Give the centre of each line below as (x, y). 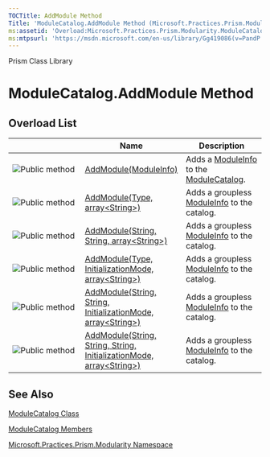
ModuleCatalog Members (50, 429)
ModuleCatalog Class (44, 414)
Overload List (43, 123)
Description (222, 146)
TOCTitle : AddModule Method (55, 16)
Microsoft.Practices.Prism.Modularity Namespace (91, 445)
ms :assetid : (28, 31)
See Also (31, 394)
